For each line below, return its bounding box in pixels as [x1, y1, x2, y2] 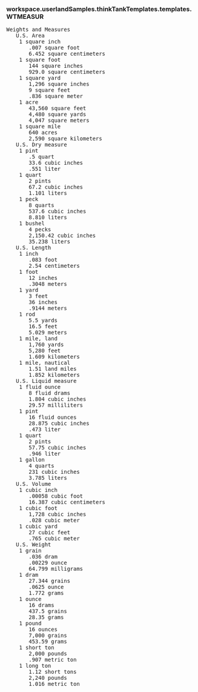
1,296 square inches [28, 81, 90, 88]
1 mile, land [19, 335, 58, 342]
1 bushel [19, 220, 45, 227]
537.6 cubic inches [28, 208, 87, 215]
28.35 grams [28, 614, 64, 621]
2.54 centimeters [28, 262, 80, 270]
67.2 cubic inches [28, 184, 84, 191]
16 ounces [28, 626, 58, 633]
